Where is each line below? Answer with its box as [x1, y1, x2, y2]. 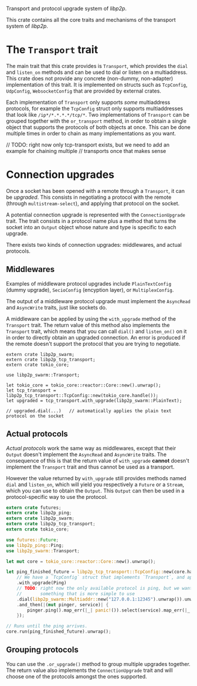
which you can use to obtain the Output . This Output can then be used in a [6, 487, 185, 494]
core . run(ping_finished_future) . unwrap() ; [6, 629, 111, 635]
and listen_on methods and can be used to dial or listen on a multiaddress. [6, 69, 188, 76]
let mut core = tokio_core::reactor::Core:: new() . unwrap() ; [6, 558, 157, 565]
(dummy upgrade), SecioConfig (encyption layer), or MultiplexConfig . [6, 286, 174, 293]
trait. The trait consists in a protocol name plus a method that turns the [6, 217, 176, 225]
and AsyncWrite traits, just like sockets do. [6, 304, 107, 311]
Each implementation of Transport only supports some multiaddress [6, 99, 171, 106]
